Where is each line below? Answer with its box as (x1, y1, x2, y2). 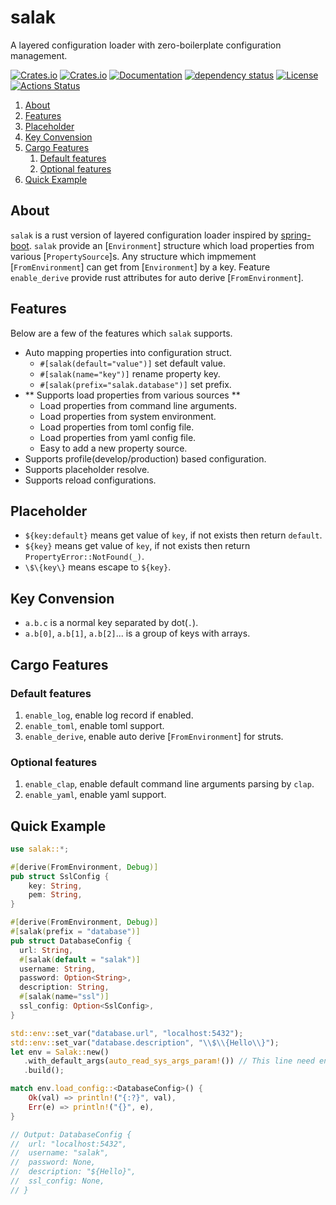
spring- (280, 229, 312, 241)
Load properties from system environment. (39, 410, 217, 422)
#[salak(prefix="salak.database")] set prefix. (39, 378, 232, 390)
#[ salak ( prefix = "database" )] (10, 927, 141, 937)
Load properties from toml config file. (39, 421, 195, 433)
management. (10, 49, 68, 61)
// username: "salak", (10, 1148, 110, 1158)
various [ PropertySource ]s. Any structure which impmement (10, 250, 257, 262)
